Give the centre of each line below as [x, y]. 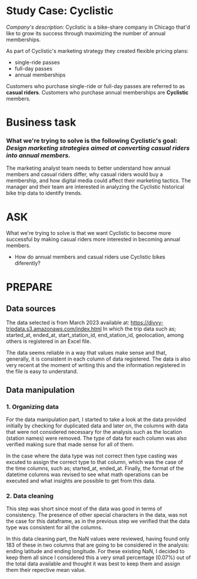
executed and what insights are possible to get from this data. [81, 481]
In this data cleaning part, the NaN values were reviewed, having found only [98, 539]
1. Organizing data [32, 406]
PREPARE [29, 287]
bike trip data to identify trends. [44, 193]
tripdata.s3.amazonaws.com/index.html [54, 329]
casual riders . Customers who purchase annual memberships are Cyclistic [97, 92]
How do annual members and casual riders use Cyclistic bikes [90, 257]
